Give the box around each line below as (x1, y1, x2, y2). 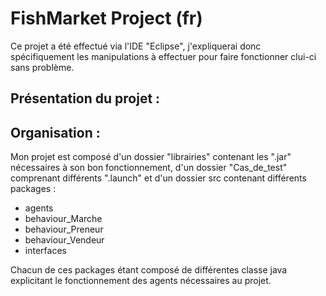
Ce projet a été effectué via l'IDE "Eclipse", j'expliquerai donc (10, 40, 262, 52)
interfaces (24, 245, 67, 257)
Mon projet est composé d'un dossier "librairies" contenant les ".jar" (10, 151, 292, 163)
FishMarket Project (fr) (10, 7, 203, 30)
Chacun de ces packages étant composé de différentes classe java (10, 264, 288, 276)
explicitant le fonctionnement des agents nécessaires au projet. (10, 275, 272, 287)
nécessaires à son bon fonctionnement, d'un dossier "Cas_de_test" (10, 162, 288, 174)
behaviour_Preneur (24, 223, 104, 236)
